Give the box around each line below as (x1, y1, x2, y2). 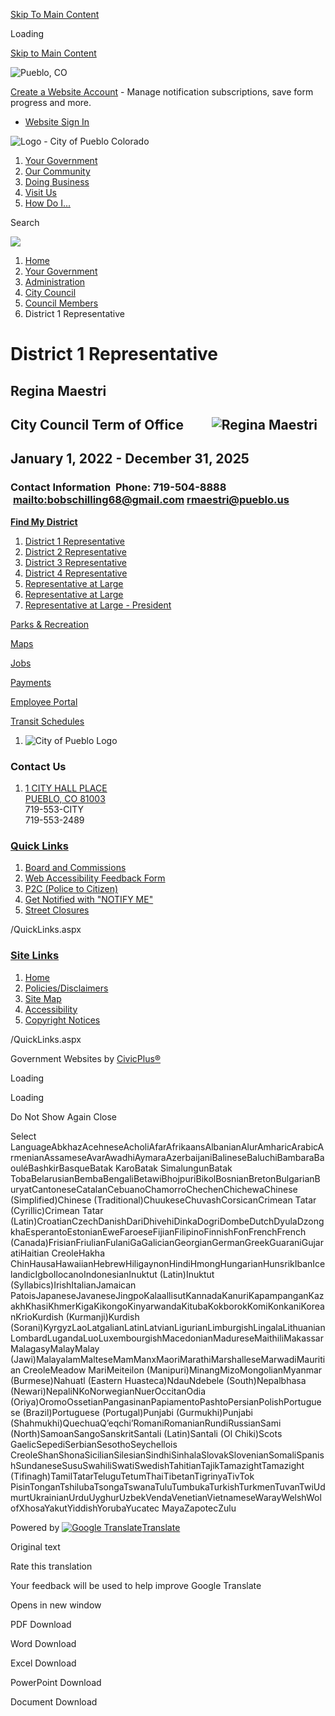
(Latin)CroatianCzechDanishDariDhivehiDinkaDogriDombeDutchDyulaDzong (10, 1215, 325, 1227)
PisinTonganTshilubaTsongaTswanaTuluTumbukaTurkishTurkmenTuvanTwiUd (10, 1480, 326, 1493)
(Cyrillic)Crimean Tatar (10, 1204, 104, 1216)
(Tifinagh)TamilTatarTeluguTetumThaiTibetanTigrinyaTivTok (10, 1470, 255, 1482)
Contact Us (10, 759, 67, 773)
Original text (10, 1540, 61, 1553)
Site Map (24, 992, 62, 1004)
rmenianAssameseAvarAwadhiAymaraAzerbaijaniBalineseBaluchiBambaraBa (10, 1151, 325, 1163)
